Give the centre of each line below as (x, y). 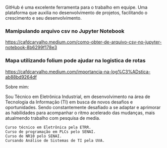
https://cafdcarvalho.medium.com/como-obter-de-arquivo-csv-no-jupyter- (83, 42)
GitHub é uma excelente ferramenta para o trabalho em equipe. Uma (76, 7)
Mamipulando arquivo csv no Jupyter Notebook (65, 31)
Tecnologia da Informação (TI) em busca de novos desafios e (69, 102)
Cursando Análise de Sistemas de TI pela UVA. (55, 140)
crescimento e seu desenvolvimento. (43, 18)
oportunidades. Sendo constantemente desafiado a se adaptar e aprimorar (83, 107)
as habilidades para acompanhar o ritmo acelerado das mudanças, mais (80, 113)
